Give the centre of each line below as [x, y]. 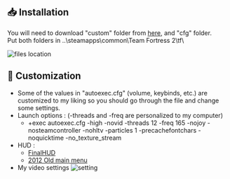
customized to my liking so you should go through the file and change [118, 100]
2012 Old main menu [57, 160]
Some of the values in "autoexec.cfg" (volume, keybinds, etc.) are [113, 93]
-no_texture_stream [94, 138]
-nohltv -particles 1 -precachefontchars [140, 130]
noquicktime [46, 138]
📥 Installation [38, 12]
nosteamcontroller [54, 130]
